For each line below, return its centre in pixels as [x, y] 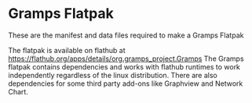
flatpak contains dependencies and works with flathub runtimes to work [124, 66]
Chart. [18, 91]
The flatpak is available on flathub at [67, 50]
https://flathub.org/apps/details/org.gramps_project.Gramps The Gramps [126, 59]
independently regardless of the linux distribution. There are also [113, 75]
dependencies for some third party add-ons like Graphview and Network [126, 83]
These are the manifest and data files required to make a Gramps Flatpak [126, 35]
